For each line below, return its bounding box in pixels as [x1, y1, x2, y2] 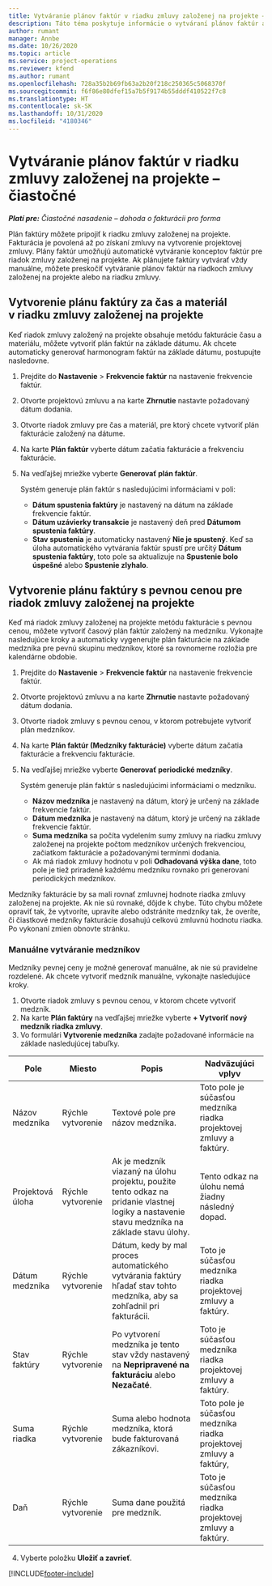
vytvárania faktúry [112, 1269, 182, 1281]
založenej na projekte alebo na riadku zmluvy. [8, 272, 161, 282]
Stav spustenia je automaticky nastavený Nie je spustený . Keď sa [32, 534, 253, 544]
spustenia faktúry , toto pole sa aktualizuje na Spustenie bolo [32, 552, 239, 561]
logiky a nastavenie [112, 1206, 185, 1217]
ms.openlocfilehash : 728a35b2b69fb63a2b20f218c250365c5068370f [8, 79, 227, 87]
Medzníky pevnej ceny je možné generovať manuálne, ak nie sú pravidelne [8, 962, 258, 972]
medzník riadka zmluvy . [19, 1021, 103, 1031]
